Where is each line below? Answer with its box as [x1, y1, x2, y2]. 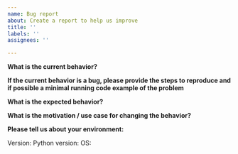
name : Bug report [7, 10, 59, 18]
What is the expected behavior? [7, 97, 104, 106]
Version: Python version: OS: [7, 139, 92, 148]
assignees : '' [7, 37, 50, 44]
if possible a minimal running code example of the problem [7, 84, 185, 92]
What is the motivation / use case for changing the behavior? [7, 111, 192, 120]
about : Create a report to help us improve [7, 17, 139, 24]
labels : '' [7, 30, 40, 38]
